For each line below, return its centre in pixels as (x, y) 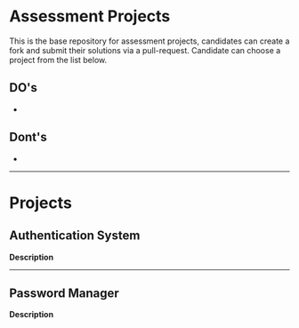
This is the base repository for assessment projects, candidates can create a (149, 41)
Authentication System (75, 236)
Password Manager (65, 293)
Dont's (28, 137)
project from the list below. (58, 60)
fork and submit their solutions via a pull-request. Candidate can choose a (145, 50)
